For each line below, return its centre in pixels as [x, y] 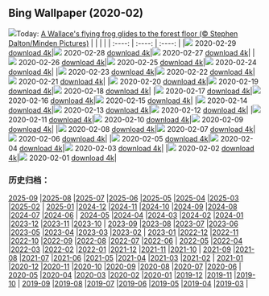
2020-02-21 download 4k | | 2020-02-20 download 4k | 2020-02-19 [139, 81]
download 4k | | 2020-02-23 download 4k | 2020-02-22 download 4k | [132, 72]
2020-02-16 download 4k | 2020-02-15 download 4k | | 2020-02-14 [128, 101]
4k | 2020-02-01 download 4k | [62, 158]
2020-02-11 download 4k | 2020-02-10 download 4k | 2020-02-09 [126, 119]
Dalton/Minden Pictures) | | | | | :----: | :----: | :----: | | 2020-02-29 [122, 43]
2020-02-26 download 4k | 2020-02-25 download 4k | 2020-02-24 [137, 62]
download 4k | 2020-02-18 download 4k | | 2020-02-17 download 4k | [130, 91]
